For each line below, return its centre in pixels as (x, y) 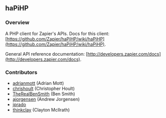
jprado (19, 104)
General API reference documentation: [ (47, 54)
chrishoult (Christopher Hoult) (44, 88)
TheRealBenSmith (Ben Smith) (44, 94)
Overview (17, 23)
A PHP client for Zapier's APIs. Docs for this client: (57, 33)
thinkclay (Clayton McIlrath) (41, 109)
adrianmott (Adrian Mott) (38, 83)
